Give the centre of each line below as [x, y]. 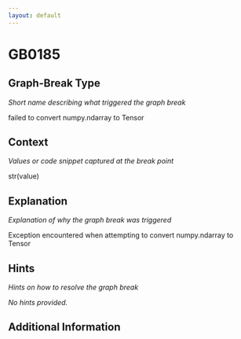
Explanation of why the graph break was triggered [90, 220]
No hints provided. [38, 303]
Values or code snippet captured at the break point [91, 161]
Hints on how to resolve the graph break [73, 287]
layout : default [35, 15]
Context [28, 142]
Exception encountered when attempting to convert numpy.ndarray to [121, 235]
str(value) [24, 176]
